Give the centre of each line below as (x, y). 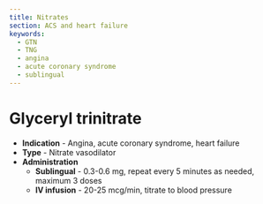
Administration (50, 162)
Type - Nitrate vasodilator (69, 152)
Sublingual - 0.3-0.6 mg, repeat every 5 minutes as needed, (145, 171)
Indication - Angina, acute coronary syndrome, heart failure (131, 143)
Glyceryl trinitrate (75, 118)
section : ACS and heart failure (68, 26)
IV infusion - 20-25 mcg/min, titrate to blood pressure (133, 190)
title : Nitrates (39, 17)
